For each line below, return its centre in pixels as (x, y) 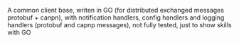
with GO (19, 32)
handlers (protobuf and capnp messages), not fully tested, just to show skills (119, 25)
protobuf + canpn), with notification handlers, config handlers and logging (116, 17)
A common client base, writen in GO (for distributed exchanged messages (116, 10)
